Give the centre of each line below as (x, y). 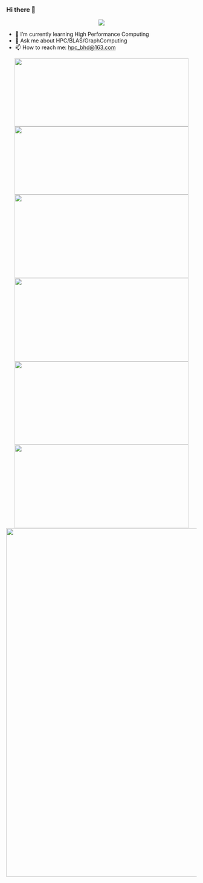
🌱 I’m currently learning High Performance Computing (82, 34)
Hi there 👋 (21, 10)
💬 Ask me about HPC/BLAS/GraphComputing (71, 41)
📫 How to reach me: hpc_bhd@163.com (65, 47)
